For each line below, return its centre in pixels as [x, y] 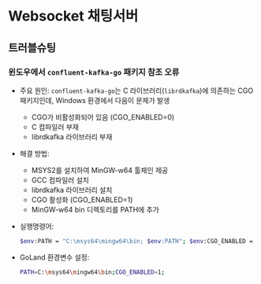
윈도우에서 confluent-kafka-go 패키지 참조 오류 [94, 72]
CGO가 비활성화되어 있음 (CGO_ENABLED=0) [103, 117]
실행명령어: [37, 226]
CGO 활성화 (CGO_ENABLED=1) [82, 199]
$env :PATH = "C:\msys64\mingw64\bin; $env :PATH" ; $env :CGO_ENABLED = [136, 241]
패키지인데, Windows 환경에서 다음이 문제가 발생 [95, 100]
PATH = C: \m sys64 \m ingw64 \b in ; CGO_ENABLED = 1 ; [92, 272]
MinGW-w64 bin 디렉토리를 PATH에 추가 [95, 209]
